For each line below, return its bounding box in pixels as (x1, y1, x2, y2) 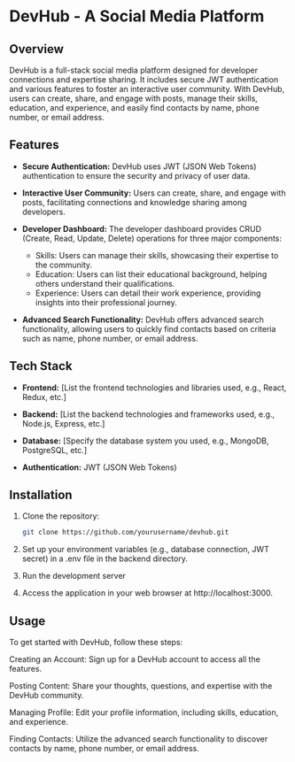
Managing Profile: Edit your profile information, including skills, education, (9, 707, 279, 718)
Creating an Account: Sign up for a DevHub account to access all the (9, 654, 261, 665)
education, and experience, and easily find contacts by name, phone (9, 103, 260, 112)
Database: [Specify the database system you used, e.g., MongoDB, (21, 435, 269, 446)
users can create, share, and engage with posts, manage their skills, (9, 93, 259, 104)
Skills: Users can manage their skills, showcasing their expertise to (35, 250, 279, 260)
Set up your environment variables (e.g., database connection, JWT (21, 544, 270, 555)
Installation (9, 488, 73, 503)
